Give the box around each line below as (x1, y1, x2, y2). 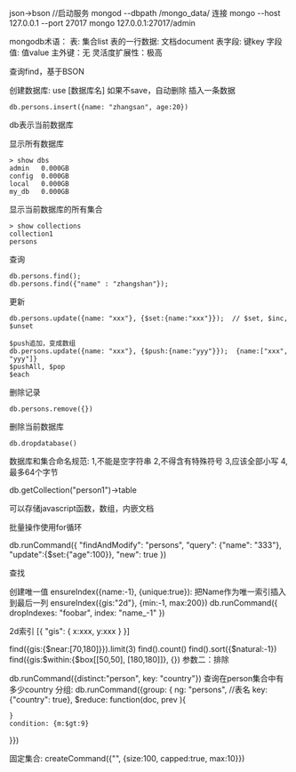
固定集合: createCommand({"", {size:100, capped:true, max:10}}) (9, 753, 245, 763)
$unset (9, 322, 34, 331)
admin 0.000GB (9, 164, 69, 173)
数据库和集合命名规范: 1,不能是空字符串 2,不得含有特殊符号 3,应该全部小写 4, (9, 456, 289, 466)
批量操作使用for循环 (9, 522, 83, 532)
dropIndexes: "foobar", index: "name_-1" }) (9, 607, 165, 618)
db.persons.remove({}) (9, 405, 93, 414)
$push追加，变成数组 (9, 339, 76, 348)
